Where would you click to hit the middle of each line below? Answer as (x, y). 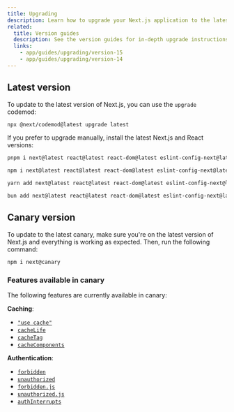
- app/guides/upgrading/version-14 (71, 59)
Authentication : (30, 358)
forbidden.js (36, 387)
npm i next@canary (34, 262)
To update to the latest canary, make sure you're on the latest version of (110, 234)
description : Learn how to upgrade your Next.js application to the (109, 20)
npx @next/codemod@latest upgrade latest (68, 124)
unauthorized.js (41, 394)
